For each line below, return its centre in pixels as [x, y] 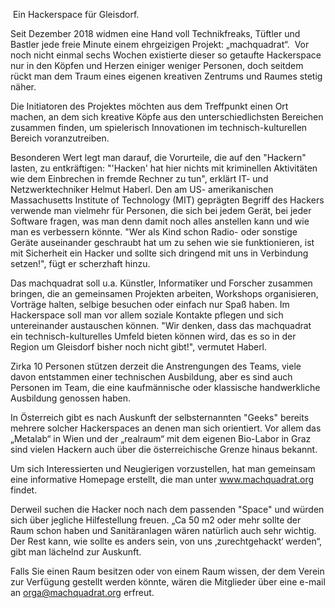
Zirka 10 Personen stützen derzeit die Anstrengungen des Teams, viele [156, 366]
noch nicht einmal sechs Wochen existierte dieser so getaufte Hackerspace [166, 55]
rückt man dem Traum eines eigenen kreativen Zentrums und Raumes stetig [166, 76]
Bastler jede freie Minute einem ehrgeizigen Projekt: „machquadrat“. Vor [160, 44]
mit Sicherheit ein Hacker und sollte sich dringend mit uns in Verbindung [159, 253]
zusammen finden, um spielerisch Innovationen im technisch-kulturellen [159, 127]
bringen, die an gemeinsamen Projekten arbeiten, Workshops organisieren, [164, 293]
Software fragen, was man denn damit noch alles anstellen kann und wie [160, 221]
